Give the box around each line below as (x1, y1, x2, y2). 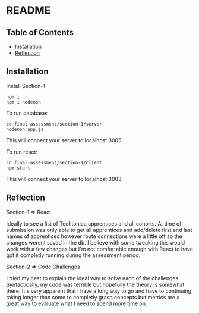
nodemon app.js (6, 126, 44, 132)
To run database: (6, 109, 48, 117)
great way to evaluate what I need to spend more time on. (6, 300, 147, 307)
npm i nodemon (6, 99, 42, 105)
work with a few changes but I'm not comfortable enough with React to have (6, 245, 193, 252)
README (6, 4, 51, 17)
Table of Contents (6, 27, 74, 37)
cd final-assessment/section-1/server (6, 121, 102, 127)
